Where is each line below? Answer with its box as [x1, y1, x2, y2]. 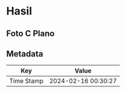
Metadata [6, 48, 43, 59]
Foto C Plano [6, 28, 55, 39]
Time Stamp [9, 77, 44, 85]
